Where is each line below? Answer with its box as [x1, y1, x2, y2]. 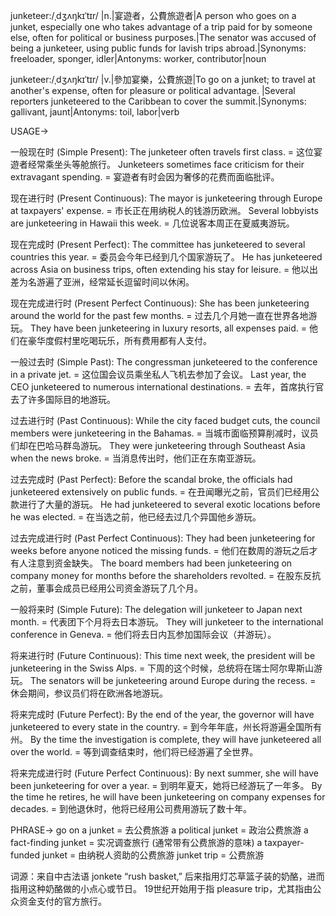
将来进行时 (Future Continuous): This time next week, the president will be [10, 650, 316, 661]
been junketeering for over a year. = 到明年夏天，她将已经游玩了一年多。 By [10, 780, 323, 791]
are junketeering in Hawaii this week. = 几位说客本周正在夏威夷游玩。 [10, 217, 295, 229]
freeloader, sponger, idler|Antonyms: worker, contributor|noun [10, 53, 267, 64]
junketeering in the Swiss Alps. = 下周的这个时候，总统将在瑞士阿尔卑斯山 [10, 662, 315, 674]
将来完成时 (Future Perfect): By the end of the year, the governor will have [10, 709, 315, 720]
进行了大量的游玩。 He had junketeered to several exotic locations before [18, 499, 321, 510]
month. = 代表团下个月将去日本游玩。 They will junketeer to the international [10, 616, 324, 628]
